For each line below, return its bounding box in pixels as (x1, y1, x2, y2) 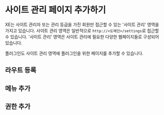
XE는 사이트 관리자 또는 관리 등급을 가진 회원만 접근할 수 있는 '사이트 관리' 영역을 (5, 22, 159, 27)
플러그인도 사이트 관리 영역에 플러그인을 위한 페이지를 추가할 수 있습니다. (5, 50, 143, 56)
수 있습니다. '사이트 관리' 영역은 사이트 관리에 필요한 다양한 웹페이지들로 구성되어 (5, 34, 159, 40)
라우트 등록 (5, 66, 37, 74)
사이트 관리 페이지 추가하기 (5, 4, 106, 16)
